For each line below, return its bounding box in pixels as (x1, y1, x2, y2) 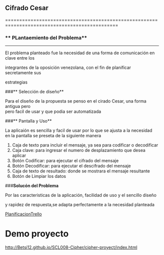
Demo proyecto (5, 228, 69, 239)
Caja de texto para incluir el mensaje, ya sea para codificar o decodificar (12, 142, 159, 148)
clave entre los (5, 55, 35, 61)
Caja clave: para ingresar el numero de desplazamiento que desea (12, 148, 145, 153)
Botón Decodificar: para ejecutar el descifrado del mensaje (12, 163, 131, 169)
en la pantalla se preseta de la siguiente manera (5, 133, 102, 139)
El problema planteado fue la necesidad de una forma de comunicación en (5, 50, 155, 56)
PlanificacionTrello (5, 211, 42, 217)
